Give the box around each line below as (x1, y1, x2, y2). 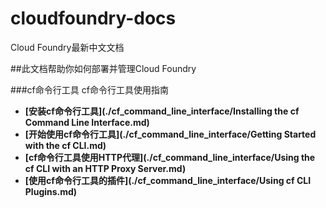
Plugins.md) (24, 185, 78, 197)
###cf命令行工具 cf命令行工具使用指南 (10, 83, 169, 96)
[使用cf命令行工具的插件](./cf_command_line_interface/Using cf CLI (24, 174, 312, 186)
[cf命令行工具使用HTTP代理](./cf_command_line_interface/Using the (24, 151, 316, 163)
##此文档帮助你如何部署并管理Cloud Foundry (10, 62, 197, 74)
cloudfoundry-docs (10, 7, 177, 30)
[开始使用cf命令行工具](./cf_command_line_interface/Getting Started (24, 128, 317, 140)
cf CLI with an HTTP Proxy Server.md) (24, 162, 187, 174)
